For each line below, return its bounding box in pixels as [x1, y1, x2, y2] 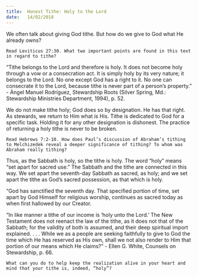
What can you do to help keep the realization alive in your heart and [6, 260, 186, 266]
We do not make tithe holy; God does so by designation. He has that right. [6, 106, 186, 113]
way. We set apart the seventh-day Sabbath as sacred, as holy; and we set [6, 169, 188, 177]
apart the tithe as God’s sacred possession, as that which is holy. [6, 176, 164, 183]
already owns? [6, 37, 42, 44]
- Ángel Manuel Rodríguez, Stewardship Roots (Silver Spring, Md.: [6, 88, 166, 95]
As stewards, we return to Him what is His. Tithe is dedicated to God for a [6, 113, 184, 120]
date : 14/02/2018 [6, 14, 54, 20]
